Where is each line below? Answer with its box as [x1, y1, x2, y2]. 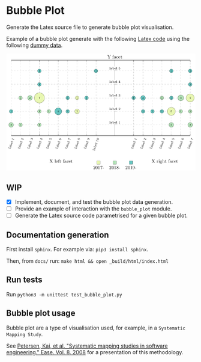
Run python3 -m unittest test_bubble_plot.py [6, 290, 122, 298]
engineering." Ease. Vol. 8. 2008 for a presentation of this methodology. [6, 348, 184, 355]
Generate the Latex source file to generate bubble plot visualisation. [6, 23, 174, 31]
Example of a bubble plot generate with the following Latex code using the [6, 35, 190, 42]
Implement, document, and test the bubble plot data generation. [14, 198, 173, 206]
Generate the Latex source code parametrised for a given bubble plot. [14, 212, 188, 219]
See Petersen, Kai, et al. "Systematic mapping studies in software [6, 342, 168, 349]
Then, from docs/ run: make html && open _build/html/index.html [6, 257, 169, 265]
